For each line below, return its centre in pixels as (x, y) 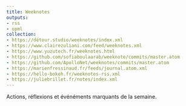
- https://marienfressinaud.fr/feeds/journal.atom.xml (77, 68)
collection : (21, 35)
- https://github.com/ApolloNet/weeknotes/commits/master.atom (88, 62)
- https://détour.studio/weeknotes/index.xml (65, 40)
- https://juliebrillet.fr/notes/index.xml (62, 79)
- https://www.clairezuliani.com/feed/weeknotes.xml (74, 46)
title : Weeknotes (28, 12)
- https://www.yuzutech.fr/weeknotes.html (61, 51)
